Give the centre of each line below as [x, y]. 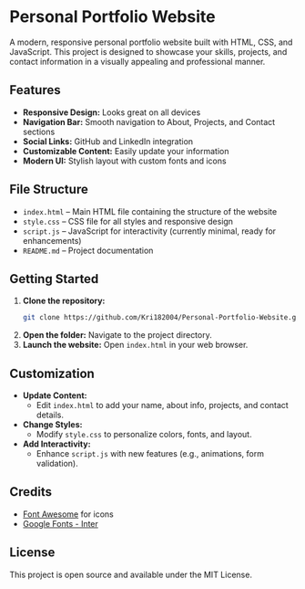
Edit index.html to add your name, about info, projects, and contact [162, 405]
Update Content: [55, 395]
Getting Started [54, 279]
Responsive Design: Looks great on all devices [112, 112]
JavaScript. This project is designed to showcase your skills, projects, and [148, 51]
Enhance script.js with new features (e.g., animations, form [150, 454]
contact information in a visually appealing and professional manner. [137, 61]
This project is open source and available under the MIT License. [131, 574]
